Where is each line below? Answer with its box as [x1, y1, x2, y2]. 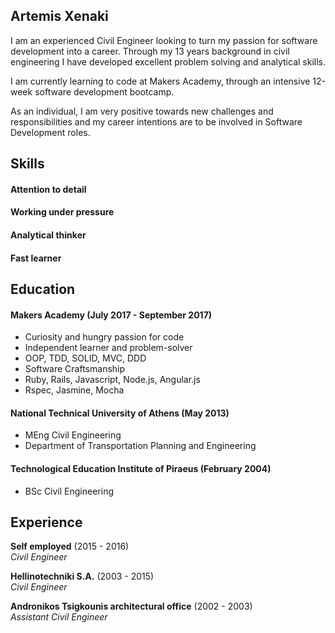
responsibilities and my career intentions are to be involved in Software [10, 115, 303, 128]
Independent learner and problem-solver [24, 342, 193, 354]
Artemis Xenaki [10, 8, 109, 25]
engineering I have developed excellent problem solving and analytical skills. [10, 55, 326, 68]
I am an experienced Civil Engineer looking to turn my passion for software [10, 34, 318, 46]
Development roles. [10, 126, 91, 138]
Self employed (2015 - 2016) [10, 540, 130, 553]
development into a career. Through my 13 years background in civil [10, 45, 290, 57]
